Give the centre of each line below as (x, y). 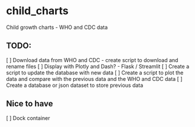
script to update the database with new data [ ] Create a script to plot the (95, 73)
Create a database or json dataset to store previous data (75, 85)
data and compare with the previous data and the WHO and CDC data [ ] (94, 79)
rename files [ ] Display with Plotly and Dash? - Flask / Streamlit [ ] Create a (98, 66)
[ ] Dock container (28, 118)
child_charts (38, 11)
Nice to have (30, 104)
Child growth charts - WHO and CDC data (57, 27)
